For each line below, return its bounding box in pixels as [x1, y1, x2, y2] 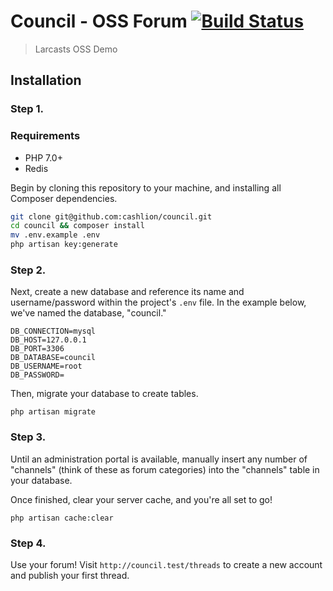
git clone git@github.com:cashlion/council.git [10, 211, 213, 222]
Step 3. [10, 430, 47, 444]
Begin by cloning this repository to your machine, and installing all [10, 181, 282, 194]
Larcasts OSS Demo [34, 43, 118, 55]
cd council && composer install [10, 221, 145, 231]
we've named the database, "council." [10, 307, 167, 319]
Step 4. [10, 536, 47, 550]
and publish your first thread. [10, 569, 130, 581]
